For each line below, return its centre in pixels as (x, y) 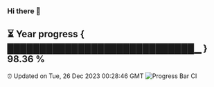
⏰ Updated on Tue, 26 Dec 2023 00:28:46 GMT (75, 76)
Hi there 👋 (24, 11)
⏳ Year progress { (46, 34)
